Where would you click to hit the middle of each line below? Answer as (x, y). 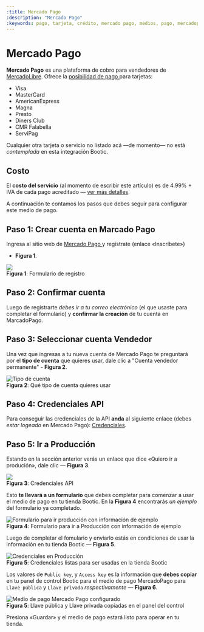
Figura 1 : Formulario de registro (46, 273)
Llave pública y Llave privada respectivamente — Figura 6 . (82, 588)
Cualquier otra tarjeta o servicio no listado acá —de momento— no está (96, 145)
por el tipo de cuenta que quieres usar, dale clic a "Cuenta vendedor (92, 360)
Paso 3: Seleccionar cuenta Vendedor (79, 339)
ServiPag (26, 134)
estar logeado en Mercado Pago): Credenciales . (66, 425)
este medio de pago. (32, 210)
